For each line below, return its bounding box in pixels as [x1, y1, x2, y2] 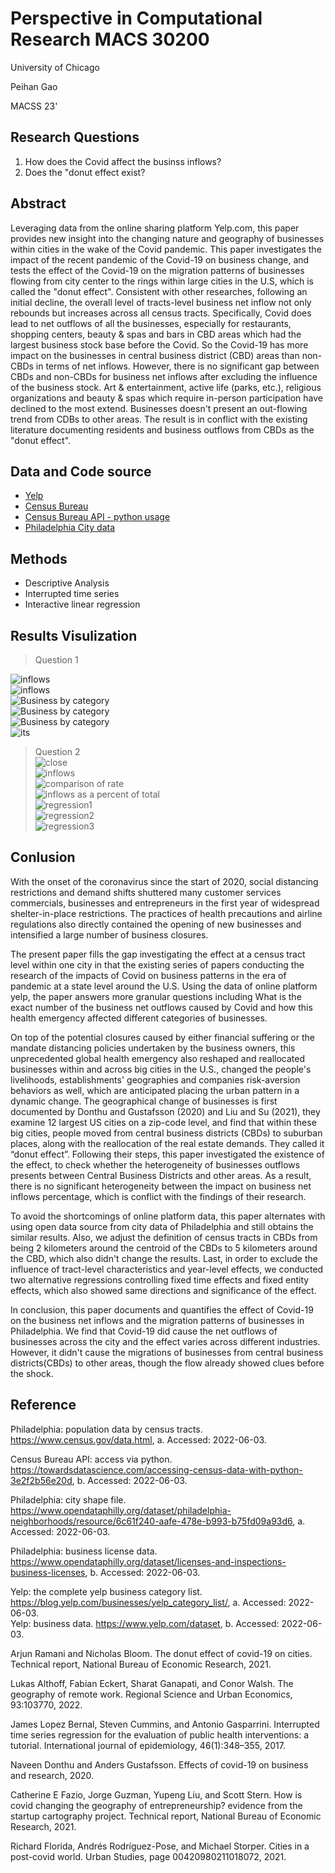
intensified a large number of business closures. [10, 928, 209, 941]
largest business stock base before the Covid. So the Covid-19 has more [10, 338, 309, 351]
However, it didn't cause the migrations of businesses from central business [10, 1346, 324, 1358]
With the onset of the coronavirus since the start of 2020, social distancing [10, 875, 319, 887]
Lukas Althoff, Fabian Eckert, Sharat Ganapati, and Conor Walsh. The [10, 1677, 294, 1689]
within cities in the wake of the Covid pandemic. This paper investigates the [10, 243, 322, 255]
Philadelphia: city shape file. [10, 1493, 127, 1506]
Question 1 [34, 654, 79, 666]
